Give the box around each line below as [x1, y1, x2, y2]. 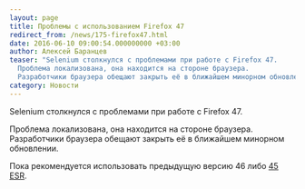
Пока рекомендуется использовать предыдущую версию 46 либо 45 [9, 160, 279, 171]
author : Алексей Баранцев [9, 47, 107, 56]
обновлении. [9, 143, 59, 154]
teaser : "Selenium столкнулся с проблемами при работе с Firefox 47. [9, 55, 279, 65]
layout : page [9, 13, 59, 23]
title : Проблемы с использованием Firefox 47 [9, 22, 184, 31]
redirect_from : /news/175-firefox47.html [9, 30, 169, 39]
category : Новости [9, 81, 79, 90]
